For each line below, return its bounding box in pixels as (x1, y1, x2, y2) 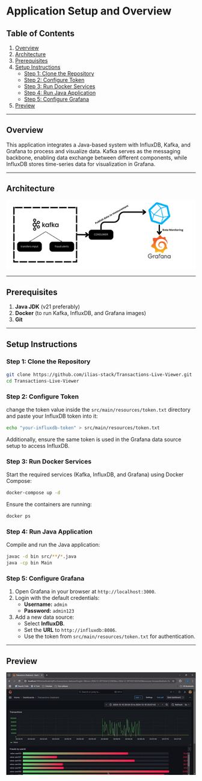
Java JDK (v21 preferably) (14, 303, 80, 310)
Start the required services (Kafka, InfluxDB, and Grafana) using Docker (6, 471, 184, 478)
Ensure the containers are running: (6, 501, 92, 508)
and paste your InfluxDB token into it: (6, 412, 98, 419)
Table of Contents (6, 28, 75, 39)
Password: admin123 (23, 607, 75, 614)
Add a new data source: (14, 614, 75, 621)
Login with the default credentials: (14, 595, 100, 602)
